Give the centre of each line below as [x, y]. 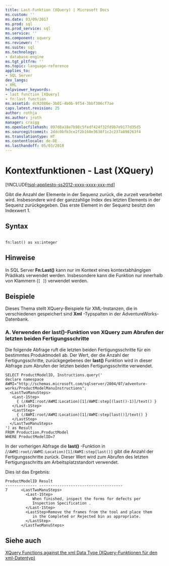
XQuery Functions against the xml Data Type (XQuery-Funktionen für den [81, 553]
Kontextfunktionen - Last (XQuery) [79, 171]
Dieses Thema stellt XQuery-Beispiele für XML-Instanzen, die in [71, 308]
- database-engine [24, 57]
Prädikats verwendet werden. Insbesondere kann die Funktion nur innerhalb [84, 275]
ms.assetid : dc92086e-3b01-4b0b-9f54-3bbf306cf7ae [60, 104]
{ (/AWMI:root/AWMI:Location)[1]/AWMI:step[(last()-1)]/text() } [87, 401]
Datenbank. [17, 319]
